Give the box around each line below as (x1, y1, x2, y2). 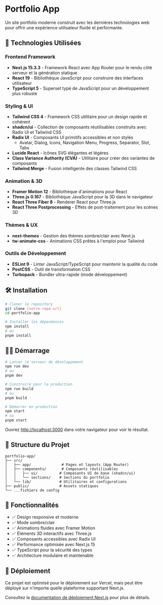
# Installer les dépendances (5, 319, 64, 325)
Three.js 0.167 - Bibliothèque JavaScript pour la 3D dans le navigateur (12, 194, 153, 200)
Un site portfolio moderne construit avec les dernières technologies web (5, 20, 149, 25)
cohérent (12, 118, 31, 125)
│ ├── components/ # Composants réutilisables (5, 467, 118, 471)
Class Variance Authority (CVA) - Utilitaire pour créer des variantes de (12, 155, 155, 161)
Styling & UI (5, 102, 33, 109)
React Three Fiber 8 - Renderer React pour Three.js (12, 199, 116, 205)
